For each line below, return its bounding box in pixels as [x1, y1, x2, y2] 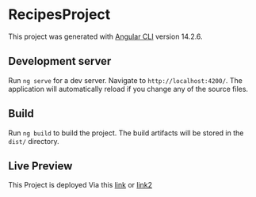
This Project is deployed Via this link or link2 [8, 180, 153, 190]
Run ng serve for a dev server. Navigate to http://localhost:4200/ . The [8, 75, 243, 85]
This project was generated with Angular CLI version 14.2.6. [8, 32, 204, 41]
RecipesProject [8, 6, 111, 24]
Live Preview [8, 159, 73, 172]
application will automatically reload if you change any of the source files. [8, 84, 248, 93]
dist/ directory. [8, 136, 59, 146]
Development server [8, 55, 112, 68]
